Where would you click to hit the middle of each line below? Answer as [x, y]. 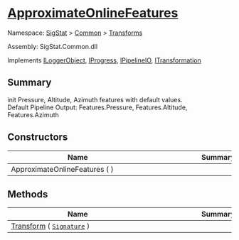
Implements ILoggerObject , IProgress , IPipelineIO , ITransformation [104, 60]
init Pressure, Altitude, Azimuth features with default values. [95, 99]
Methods [28, 194]
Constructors [38, 137]
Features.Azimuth [33, 114]
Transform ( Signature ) [51, 227]
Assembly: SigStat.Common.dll [53, 46]
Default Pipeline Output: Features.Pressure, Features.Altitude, [97, 107]
